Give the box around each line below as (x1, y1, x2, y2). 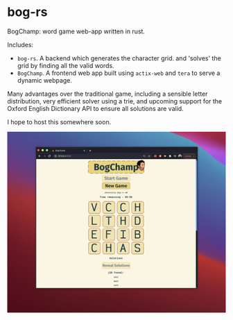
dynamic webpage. (17, 76, 73, 84)
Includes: (7, 40, 33, 49)
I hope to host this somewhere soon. (7, 117, 112, 126)
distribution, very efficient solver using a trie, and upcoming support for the (7, 96, 223, 105)
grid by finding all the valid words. (17, 61, 114, 69)
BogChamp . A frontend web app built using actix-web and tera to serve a (17, 69, 221, 77)
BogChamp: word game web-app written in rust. (7, 27, 146, 35)
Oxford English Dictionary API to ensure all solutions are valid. (7, 104, 184, 112)
